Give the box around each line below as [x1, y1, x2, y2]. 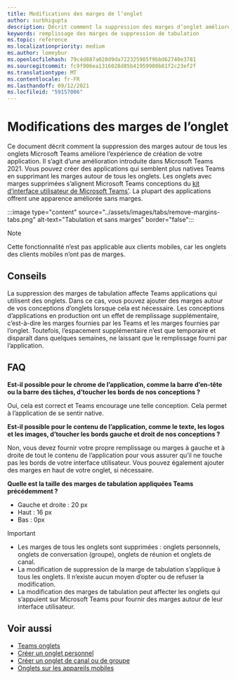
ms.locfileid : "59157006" [7, 88, 83, 95]
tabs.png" [7, 216, 37, 224]
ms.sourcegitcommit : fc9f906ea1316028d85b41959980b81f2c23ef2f [7, 62, 197, 70]
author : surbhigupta [7, 17, 68, 24]
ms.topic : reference [7, 37, 68, 44]
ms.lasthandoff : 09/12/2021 [7, 82, 90, 89]
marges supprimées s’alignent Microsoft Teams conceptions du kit [7, 180, 200, 188]
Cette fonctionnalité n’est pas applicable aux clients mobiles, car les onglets [7, 243, 227, 251]
